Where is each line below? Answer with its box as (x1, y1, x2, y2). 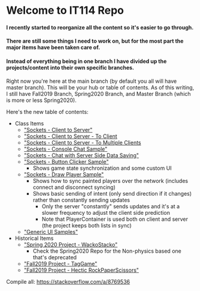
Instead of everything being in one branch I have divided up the (6, 58, 167, 65)
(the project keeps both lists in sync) (41, 221, 132, 229)
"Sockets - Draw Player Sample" (23, 170, 104, 178)
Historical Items (14, 235, 54, 242)
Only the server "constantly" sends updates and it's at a (41, 202, 180, 210)
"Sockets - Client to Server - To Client (23, 133, 118, 140)
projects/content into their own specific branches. (6, 64, 135, 71)
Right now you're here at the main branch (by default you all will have (6, 77, 177, 85)
